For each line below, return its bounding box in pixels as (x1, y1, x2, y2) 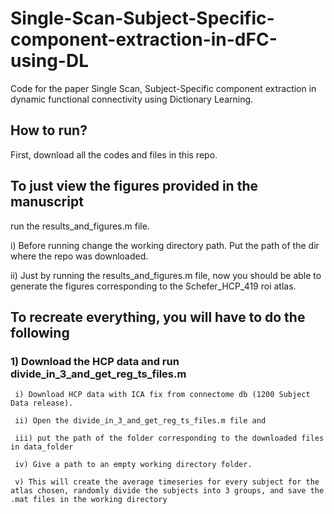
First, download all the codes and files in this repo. (10, 148, 218, 161)
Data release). (10, 398, 74, 409)
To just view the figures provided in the (10, 178, 258, 195)
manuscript (10, 193, 84, 211)
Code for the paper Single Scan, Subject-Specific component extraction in (10, 82, 317, 94)
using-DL (10, 50, 89, 72)
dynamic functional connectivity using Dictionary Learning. (10, 93, 254, 105)
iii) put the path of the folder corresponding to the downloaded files (14, 433, 325, 444)
